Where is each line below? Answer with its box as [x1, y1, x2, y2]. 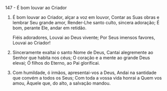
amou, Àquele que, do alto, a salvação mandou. [12, 80, 111, 86]
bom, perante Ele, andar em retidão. [12, 25, 86, 31]
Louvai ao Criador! [12, 40, 51, 46]
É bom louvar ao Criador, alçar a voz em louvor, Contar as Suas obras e [12, 14, 159, 20]
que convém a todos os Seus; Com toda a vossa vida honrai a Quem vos [12, 75, 162, 81]
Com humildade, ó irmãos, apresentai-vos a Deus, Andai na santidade [12, 70, 156, 76]
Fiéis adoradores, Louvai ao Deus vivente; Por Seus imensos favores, [12, 35, 155, 40]
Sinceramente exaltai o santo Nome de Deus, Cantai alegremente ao [12, 50, 153, 55]
